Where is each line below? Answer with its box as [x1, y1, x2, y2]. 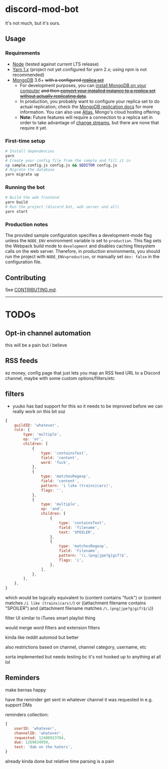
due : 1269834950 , [14, 740, 50, 745]
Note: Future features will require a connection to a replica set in [19, 114, 153, 120]
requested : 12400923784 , [14, 735, 66, 740]
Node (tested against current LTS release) [12, 61, 99, 67]
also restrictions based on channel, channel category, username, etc [5, 644, 146, 650]
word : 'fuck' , [40, 460, 70, 465]
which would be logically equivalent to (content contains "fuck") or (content [5, 595, 161, 601]
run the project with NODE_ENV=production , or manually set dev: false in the [5, 254, 160, 260]
